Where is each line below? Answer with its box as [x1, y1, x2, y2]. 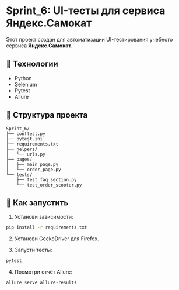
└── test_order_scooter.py [16, 182, 82, 188]
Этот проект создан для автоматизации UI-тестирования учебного [6, 36, 173, 43]
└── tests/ [6, 171, 33, 178]
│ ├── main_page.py [6, 161, 59, 167]
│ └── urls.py [6, 151, 45, 157]
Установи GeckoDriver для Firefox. [14, 235, 99, 242]
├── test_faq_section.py [16, 177, 77, 182]
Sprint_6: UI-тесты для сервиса [6, 4, 166, 18]
